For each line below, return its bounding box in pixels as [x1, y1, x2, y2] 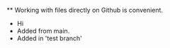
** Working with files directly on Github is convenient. [6, 6, 164, 14]
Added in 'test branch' [16, 34, 83, 42]
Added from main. [16, 27, 70, 35]
